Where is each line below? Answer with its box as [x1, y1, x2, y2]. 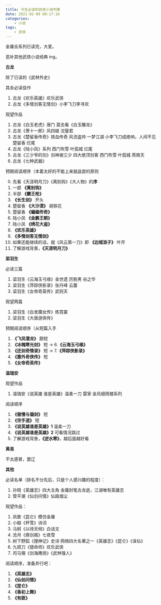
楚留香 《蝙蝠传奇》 [12, 209, 52, 215]
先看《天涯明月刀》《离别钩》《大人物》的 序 [12, 179, 98, 184]
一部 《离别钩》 [12, 185, 44, 191]
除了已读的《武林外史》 [5, 75, 52, 80]
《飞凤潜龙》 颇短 [12, 335, 48, 341]
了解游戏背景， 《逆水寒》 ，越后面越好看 [12, 436, 89, 441]
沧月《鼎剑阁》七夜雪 [12, 532, 55, 538]
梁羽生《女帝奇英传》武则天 [12, 288, 68, 294]
